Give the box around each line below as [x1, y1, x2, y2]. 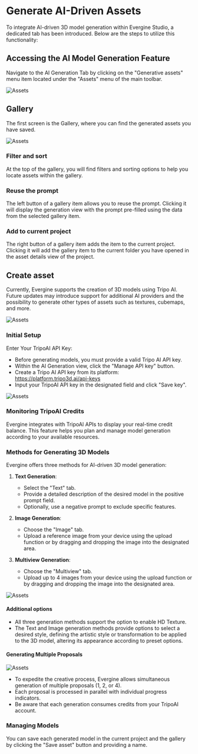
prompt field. [23, 497, 55, 504]
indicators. [14, 694, 41, 701]
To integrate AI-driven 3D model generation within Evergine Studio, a [6, 24, 174, 31]
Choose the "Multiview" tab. [23, 568, 93, 575]
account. [14, 707, 37, 714]
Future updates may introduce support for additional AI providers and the [6, 292, 184, 300]
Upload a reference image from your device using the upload [23, 532, 173, 539]
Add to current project [6, 227, 72, 236]
